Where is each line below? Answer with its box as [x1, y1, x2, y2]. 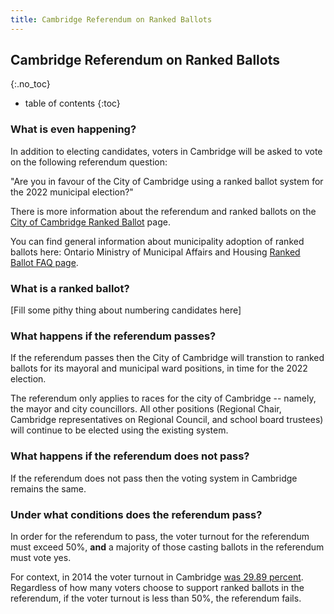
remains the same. [10, 482, 87, 495]
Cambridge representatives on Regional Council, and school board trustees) [10, 414, 324, 426]
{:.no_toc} [10, 78, 51, 90]
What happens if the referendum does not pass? [10, 449, 250, 463]
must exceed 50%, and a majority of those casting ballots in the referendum [10, 541, 325, 553]
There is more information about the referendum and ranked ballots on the [10, 205, 317, 217]
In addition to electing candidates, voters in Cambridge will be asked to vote [10, 145, 323, 157]
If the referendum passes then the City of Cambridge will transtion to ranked [10, 352, 325, 364]
